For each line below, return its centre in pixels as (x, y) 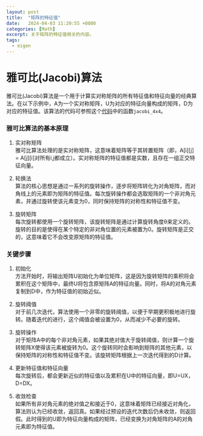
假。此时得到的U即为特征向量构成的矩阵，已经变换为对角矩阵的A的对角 (104, 419)
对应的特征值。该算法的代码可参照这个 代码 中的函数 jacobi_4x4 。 (86, 111)
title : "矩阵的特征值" (33, 18)
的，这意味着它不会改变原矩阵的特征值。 (65, 237)
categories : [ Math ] (31, 29)
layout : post (23, 12)
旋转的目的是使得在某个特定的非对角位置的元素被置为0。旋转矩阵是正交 (104, 229)
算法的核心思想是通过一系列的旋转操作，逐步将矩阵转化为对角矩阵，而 (103, 186)
